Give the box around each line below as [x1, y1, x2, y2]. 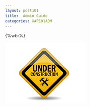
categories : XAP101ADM [5, 18, 52, 23]
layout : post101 [5, 8, 39, 13]
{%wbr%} [5, 33, 26, 39]
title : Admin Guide [5, 13, 48, 18]
